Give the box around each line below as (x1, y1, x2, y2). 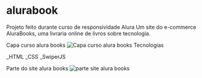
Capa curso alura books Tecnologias (6, 41, 164, 49)
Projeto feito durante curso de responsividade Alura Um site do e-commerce (6, 23, 197, 31)
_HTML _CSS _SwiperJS (6, 53, 66, 60)
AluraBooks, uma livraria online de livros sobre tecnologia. (6, 29, 151, 37)
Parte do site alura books (6, 64, 69, 72)
